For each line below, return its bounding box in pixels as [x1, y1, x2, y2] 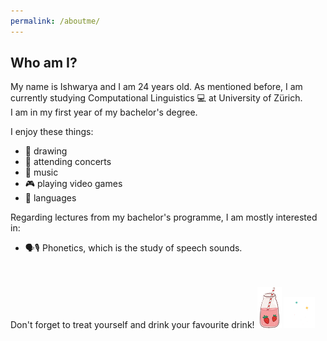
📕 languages [24, 192, 77, 204]
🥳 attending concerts [24, 156, 112, 168]
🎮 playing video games [24, 178, 123, 190]
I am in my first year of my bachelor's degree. [10, 106, 198, 119]
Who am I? [10, 55, 78, 72]
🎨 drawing [24, 145, 68, 157]
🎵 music [24, 166, 59, 179]
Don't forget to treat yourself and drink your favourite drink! [10, 319, 255, 331]
